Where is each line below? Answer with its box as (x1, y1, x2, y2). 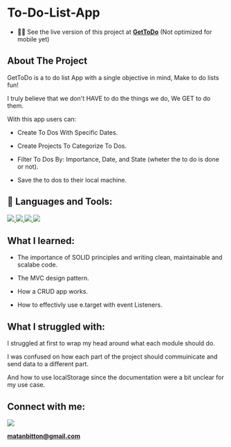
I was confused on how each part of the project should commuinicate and (7, 352, 218, 361)
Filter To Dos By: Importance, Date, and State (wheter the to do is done (17, 155, 220, 163)
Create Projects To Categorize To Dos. (17, 142, 127, 150)
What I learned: (7, 235, 75, 247)
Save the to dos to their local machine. (17, 175, 127, 184)
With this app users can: (7, 115, 77, 123)
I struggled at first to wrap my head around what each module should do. (7, 339, 216, 348)
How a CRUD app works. (17, 287, 89, 296)
